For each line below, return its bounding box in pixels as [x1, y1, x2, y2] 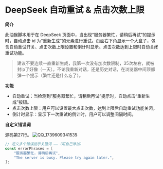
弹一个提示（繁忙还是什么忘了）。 [17, 72, 84, 78]
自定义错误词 [5, 121, 31, 127]
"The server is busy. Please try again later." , [14, 155, 114, 160]
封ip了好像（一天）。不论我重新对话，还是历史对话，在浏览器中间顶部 [17, 66, 155, 72]
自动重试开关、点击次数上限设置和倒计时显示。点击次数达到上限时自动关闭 [9, 44, 159, 50]
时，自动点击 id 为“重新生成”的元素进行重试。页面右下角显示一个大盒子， [5, 37, 152, 44]
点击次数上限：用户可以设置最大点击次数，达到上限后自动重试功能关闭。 [12, 105, 157, 111]
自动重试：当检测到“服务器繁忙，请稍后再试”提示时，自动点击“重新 [12, 93, 146, 99]
